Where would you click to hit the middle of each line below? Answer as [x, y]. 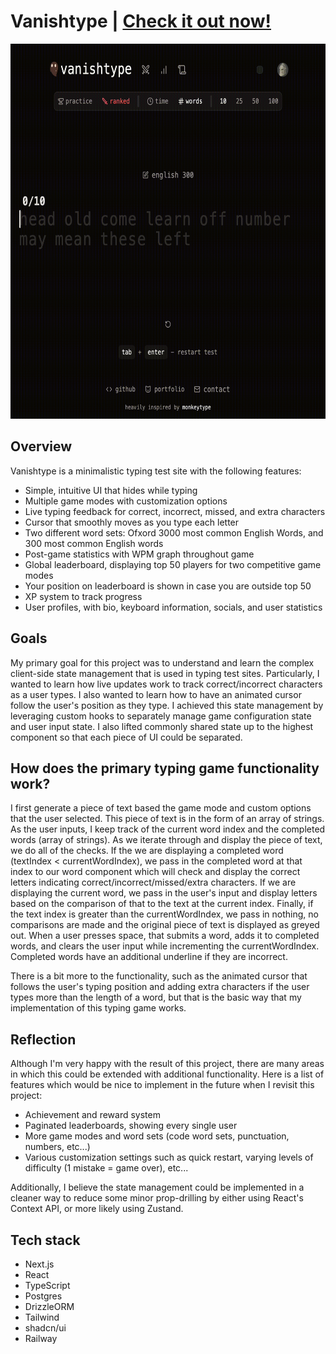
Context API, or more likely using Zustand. [97, 1209]
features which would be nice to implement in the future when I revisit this [162, 1085]
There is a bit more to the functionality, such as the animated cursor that [159, 976]
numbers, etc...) [57, 1147]
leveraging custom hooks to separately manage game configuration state [161, 716]
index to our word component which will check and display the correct [155, 872]
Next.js [39, 1264]
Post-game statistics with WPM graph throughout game [139, 554]
